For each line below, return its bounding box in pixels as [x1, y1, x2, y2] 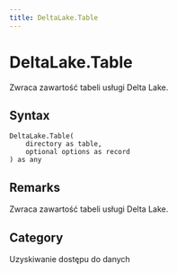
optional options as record [25, 148, 130, 157]
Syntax [9, 107, 50, 123]
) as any [9, 155, 42, 165]
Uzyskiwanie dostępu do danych [9, 254, 130, 264]
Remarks [9, 179, 61, 195]
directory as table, [25, 140, 102, 149]
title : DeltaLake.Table [9, 13, 99, 23]
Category [9, 230, 64, 245]
